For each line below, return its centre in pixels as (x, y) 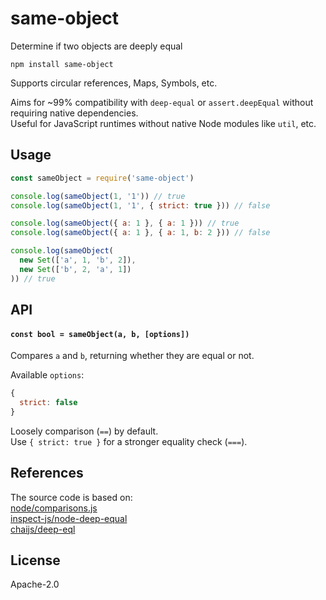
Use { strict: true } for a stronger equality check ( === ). (129, 441)
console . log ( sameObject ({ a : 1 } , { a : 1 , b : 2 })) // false (140, 233)
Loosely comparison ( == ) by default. (84, 431)
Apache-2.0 (35, 584)
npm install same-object (62, 64)
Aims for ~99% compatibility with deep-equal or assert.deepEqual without (162, 102)
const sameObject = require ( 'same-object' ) (102, 178)
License (35, 560)
